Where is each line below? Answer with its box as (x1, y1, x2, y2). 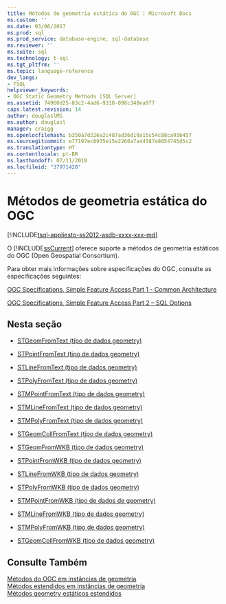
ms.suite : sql (7, 49, 48, 56)
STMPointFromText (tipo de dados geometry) (16, 390, 146, 398)
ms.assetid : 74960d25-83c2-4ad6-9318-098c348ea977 (7, 100, 155, 107)
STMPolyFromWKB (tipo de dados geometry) (16, 524, 146, 532)
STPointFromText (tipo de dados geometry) (16, 350, 140, 358)
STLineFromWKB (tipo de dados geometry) (16, 470, 139, 478)
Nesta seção (7, 318, 63, 330)
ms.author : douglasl (7, 118, 67, 126)
